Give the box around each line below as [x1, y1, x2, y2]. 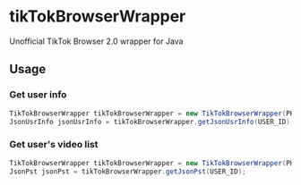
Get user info [9, 88, 67, 101]
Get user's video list [9, 139, 99, 151]
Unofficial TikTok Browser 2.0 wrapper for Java [9, 36, 184, 46]
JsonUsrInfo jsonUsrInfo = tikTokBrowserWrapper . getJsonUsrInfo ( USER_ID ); [9, 117, 295, 126]
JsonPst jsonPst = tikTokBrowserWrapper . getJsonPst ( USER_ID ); [9, 167, 246, 176]
